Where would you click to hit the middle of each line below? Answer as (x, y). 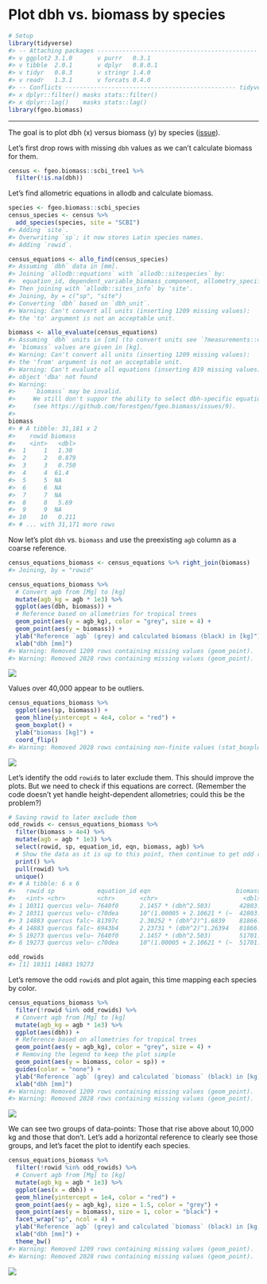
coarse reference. (37, 548)
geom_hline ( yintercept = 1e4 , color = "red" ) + (96, 1197)
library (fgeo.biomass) (46, 110)
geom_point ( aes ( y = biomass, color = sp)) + (90, 1062)
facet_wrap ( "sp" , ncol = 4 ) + (65, 1220)
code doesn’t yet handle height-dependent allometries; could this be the (126, 794)
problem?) (25, 802)
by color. (23, 988)
